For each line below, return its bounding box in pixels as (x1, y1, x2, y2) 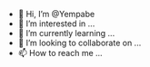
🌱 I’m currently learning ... (17, 28, 115, 38)
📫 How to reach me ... (17, 48, 103, 58)
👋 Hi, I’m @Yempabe (17, 9, 95, 19)
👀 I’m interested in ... (17, 18, 95, 29)
